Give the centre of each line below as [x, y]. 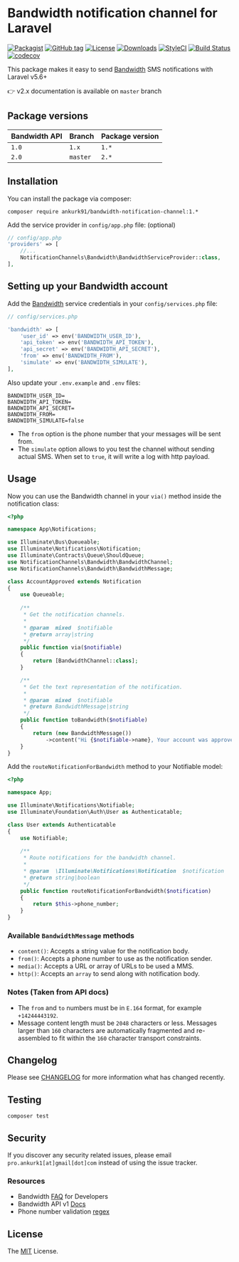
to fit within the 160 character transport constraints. [126, 1038]
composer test [28, 1116]
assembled [34, 1038]
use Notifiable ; [44, 838]
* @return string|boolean [62, 877]
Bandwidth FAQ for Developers [63, 1197]
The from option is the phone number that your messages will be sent [119, 434]
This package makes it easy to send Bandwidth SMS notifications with [110, 69]
